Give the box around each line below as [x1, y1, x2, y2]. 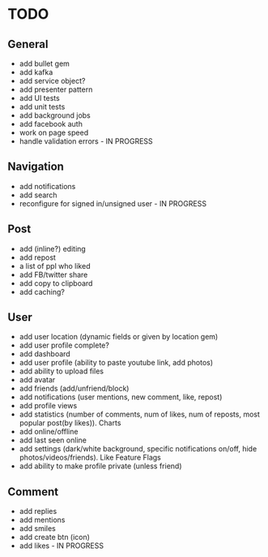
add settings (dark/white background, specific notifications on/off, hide [19, 444, 257, 454]
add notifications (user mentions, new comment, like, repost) [19, 392, 223, 402]
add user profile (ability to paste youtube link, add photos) [19, 358, 214, 368]
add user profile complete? [19, 340, 110, 350]
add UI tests [19, 93, 60, 102]
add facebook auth [19, 119, 83, 128]
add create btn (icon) [19, 533, 91, 542]
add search [19, 190, 57, 200]
